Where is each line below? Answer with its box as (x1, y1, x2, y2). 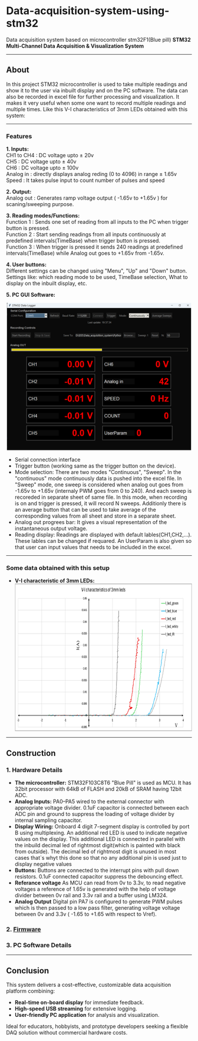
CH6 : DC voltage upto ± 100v (6, 164, 79, 171)
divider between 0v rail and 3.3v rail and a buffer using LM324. (14, 892, 168, 899)
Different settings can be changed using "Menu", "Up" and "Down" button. (6, 267, 187, 274)
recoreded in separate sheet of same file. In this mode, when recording (14, 493, 187, 501)
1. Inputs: (6, 145, 29, 152)
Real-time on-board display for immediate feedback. (14, 999, 144, 1006)
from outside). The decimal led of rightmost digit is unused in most (14, 848, 177, 855)
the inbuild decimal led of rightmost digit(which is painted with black (14, 842, 181, 849)
